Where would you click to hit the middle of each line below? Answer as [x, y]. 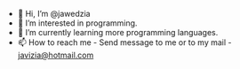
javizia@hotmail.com [56, 55]
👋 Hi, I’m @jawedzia [54, 14]
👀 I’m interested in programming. [77, 23]
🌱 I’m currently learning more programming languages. [118, 32]
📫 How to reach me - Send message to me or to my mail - [125, 42]
